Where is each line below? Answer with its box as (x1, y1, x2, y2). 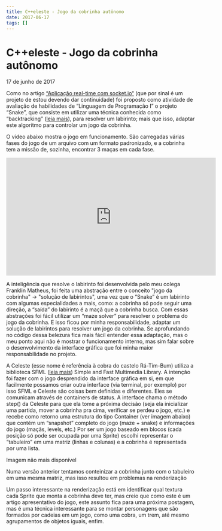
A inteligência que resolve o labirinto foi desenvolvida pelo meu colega (6, 281, 181, 288)
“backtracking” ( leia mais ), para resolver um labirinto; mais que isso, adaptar (6, 115, 195, 123)
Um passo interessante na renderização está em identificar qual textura (6, 486, 183, 493)
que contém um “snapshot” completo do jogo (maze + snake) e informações (6, 420, 195, 427)
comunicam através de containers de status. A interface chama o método (6, 394, 187, 401)
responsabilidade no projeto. (6, 351, 77, 358)
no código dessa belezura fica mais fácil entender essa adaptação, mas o (6, 332, 188, 339)
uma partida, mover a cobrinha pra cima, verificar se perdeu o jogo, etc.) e (6, 406, 190, 414)
